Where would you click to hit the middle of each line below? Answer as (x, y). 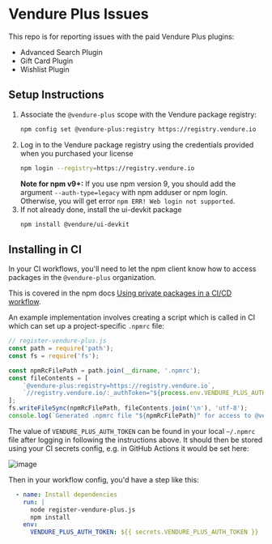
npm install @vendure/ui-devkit (74, 224)
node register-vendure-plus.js (83, 510)
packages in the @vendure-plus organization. (82, 278)
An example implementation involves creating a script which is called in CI (132, 317)
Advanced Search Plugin (61, 52)
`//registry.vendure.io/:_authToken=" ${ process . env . (114, 393)
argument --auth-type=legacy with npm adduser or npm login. (124, 192)
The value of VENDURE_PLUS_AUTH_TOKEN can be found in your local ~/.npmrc (132, 431)
